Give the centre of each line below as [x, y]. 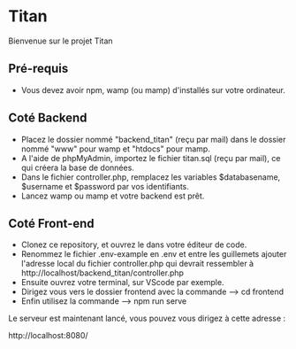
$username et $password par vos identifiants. [105, 186]
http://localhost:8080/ [49, 336]
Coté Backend [48, 118]
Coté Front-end [51, 223]
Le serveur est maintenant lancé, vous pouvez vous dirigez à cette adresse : [147, 318]
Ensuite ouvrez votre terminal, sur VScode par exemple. [122, 283]
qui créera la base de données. [77, 167]
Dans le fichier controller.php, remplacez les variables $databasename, [151, 177]
